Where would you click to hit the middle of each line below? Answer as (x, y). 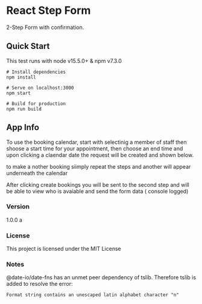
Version (18, 207)
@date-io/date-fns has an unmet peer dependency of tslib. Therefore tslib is (101, 277)
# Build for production (36, 103)
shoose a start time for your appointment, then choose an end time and (95, 148)
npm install (21, 77)
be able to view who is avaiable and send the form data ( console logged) (97, 191)
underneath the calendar (37, 173)
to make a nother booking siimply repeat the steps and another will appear (99, 166)
